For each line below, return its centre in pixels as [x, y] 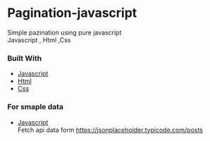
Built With [25, 58]
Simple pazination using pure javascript [64, 32]
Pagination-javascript [72, 13]
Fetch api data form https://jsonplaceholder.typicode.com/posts [110, 130]
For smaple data [36, 107]
